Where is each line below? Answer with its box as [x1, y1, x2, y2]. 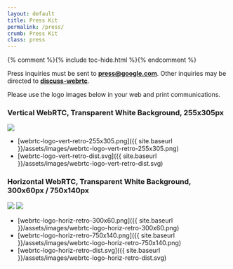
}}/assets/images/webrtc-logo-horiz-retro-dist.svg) [17, 254, 167, 262]
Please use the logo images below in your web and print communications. [7, 91, 221, 99]
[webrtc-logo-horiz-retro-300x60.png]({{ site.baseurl [17, 216, 173, 225]
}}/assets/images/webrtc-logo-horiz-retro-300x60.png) [17, 223, 180, 232]
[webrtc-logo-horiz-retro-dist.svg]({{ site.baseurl [17, 246, 161, 254]
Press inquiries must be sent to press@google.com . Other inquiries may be [7, 70, 227, 78]
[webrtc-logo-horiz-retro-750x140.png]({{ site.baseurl [17, 231, 175, 240]
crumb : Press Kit [7, 29, 58, 37]
